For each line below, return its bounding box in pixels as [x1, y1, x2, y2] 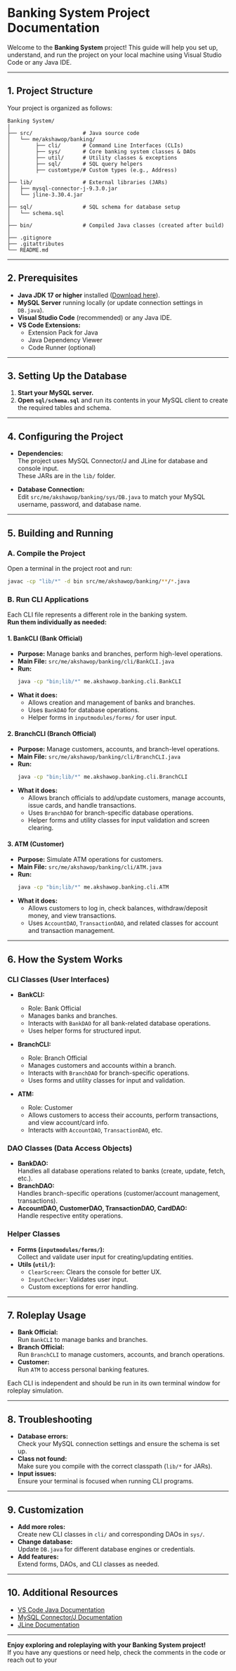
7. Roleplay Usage [7, 1309, 86, 1321]
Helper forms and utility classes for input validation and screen [27, 816, 210, 825]
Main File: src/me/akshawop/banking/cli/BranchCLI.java [17, 752, 181, 761]
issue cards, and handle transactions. [27, 801, 137, 810]
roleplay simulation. [7, 1386, 64, 1395]
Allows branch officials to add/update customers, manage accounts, [27, 794, 226, 802]
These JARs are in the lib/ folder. [17, 472, 116, 480]
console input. [17, 464, 59, 472]
